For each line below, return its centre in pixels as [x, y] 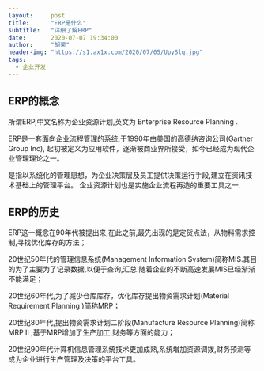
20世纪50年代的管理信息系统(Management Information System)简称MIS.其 [129, 259]
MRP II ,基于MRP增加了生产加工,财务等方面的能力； [92, 332]
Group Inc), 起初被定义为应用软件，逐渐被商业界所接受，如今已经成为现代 [128, 148]
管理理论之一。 [39, 158]
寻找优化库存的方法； [52, 243]
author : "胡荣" [39, 45]
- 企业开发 [31, 67]
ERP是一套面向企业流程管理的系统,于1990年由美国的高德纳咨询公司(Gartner [131, 138]
